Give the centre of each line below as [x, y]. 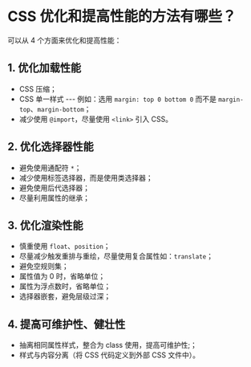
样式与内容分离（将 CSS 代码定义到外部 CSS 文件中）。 [109, 355]
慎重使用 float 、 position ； [65, 247]
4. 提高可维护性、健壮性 [67, 324]
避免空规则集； [44, 267]
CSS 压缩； [38, 88]
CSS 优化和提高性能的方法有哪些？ [122, 16]
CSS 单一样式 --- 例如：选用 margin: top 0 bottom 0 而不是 [118, 99]
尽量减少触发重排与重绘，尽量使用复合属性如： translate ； [116, 256]
